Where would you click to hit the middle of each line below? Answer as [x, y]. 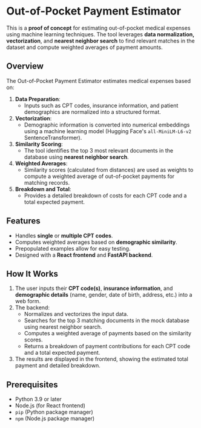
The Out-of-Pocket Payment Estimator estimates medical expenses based [99, 81]
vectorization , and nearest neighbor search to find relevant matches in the [100, 41]
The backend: [32, 308]
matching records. [47, 182]
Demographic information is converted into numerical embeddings [107, 125]
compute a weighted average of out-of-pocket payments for [99, 176]
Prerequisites [32, 385]
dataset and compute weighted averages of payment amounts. [84, 47]
